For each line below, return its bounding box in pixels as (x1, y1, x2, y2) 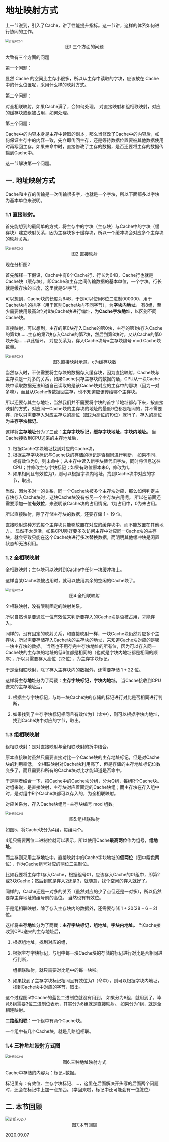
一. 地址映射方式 (5, 176, 55, 185)
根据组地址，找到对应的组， (12, 939, 70, 945)
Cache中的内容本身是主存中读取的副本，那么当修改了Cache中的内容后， (5, 131, 156, 137)
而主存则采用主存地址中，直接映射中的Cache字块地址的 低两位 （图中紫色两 (5, 854, 160, 860)
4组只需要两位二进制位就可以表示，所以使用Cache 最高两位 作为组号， (5, 837, 149, 843)
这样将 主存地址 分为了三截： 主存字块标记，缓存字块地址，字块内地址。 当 (5, 429, 156, 435)
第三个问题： (5, 120, 32, 126)
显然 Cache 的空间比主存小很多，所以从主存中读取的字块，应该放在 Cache (5, 75, 159, 81)
